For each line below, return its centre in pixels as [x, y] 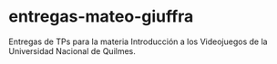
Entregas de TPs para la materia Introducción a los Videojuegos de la [138, 41]
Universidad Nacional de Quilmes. [72, 50]
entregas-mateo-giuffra [101, 17]
